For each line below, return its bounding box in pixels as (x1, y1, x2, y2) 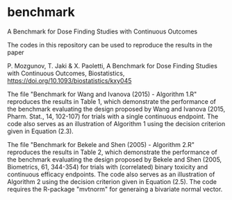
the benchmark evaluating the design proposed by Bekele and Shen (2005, (7, 155, 222, 164)
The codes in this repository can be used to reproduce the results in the (7, 40, 213, 49)
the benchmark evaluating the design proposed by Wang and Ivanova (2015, (7, 105, 226, 113)
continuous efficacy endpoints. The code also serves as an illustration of (7, 170, 215, 178)
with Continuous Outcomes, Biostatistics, (7, 69, 125, 77)
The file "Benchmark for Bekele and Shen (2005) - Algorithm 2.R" (7, 140, 195, 148)
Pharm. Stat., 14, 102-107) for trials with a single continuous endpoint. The (7, 112, 219, 121)
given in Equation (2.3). (7, 127, 74, 135)
